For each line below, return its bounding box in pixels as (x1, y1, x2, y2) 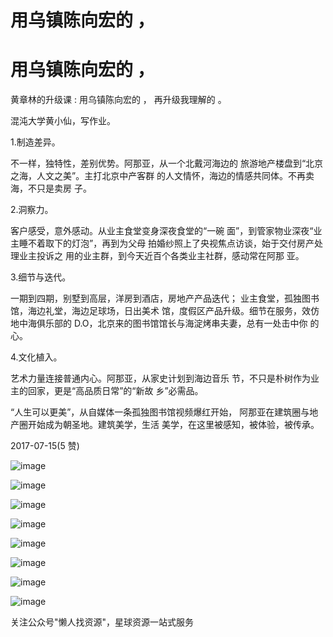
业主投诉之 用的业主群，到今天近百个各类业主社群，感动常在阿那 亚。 (18, 250, 305, 262)
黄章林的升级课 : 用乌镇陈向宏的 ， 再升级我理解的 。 (10, 94, 227, 106)
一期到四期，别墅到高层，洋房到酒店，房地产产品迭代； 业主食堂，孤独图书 (10, 292, 320, 305)
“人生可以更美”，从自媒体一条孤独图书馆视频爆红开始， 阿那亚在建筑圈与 (10, 406, 310, 418)
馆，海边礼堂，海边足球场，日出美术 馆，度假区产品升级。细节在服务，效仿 (10, 305, 320, 317)
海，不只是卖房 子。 (10, 182, 92, 195)
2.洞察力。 (10, 204, 54, 216)
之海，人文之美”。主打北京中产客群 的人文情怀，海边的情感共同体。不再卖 (10, 170, 315, 182)
